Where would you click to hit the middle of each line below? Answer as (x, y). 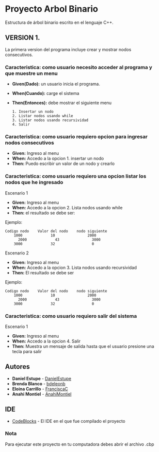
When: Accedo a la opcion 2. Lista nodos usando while (67, 207)
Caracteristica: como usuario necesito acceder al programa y (79, 67)
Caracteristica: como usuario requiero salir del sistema (71, 316)
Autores (17, 367)
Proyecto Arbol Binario (52, 9)
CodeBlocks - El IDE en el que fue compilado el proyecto (69, 421)
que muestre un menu (32, 73)
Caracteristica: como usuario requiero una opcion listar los (76, 176)
